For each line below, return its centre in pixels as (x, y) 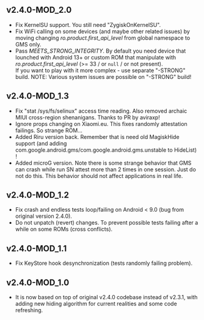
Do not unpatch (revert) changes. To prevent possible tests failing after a (107, 223)
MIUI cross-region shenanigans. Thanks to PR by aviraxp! (87, 117)
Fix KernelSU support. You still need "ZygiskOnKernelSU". (88, 24)
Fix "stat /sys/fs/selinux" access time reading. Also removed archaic (101, 111)
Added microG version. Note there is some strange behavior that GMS (103, 163)
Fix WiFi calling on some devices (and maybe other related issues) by (103, 31)
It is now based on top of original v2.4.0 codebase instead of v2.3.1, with (106, 297)
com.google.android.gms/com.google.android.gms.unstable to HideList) (106, 150)
